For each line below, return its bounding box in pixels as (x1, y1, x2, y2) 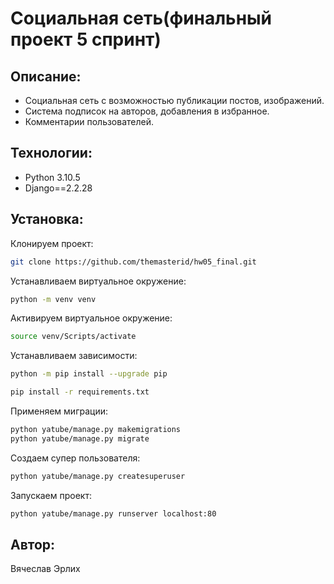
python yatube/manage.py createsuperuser (10, 471, 186, 481)
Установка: (10, 211, 84, 228)
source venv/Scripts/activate (10, 332, 137, 342)
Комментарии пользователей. (24, 116, 155, 127)
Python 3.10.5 (24, 171, 81, 183)
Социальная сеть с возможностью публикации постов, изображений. (24, 95, 325, 106)
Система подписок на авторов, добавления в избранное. (24, 105, 270, 117)
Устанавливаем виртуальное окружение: (10, 275, 187, 287)
